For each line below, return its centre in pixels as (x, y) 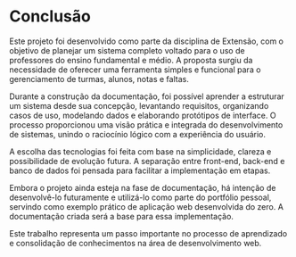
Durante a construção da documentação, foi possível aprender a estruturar (147, 96)
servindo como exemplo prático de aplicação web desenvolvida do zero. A (146, 206)
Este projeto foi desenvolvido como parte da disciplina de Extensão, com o (146, 41)
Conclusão (50, 17)
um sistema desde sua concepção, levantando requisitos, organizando (139, 105)
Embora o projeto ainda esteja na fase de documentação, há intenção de (143, 187)
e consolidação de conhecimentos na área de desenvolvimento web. (136, 243)
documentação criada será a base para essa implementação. (122, 216)
